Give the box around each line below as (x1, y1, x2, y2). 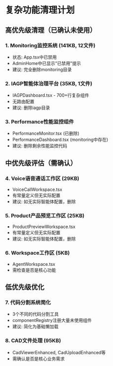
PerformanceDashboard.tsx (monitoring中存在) (12, 137, 109, 143)
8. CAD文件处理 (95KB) (5, 337, 61, 344)
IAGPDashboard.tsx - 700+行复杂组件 (12, 92, 89, 98)
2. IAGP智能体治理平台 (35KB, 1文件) (5, 80, 93, 87)
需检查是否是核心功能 (12, 267, 56, 273)
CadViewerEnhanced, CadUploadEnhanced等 (12, 349, 106, 355)
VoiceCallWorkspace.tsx (12, 186, 62, 192)
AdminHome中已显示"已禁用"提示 (12, 60, 81, 66)
